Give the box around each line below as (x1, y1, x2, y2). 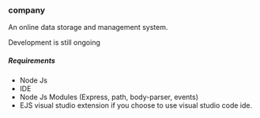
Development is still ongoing (8, 38, 101, 47)
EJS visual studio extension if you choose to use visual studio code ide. (19, 101, 253, 110)
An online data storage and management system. (8, 23, 168, 32)
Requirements (8, 56, 55, 65)
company (8, 5, 46, 16)
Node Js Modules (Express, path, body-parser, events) (19, 92, 199, 102)
